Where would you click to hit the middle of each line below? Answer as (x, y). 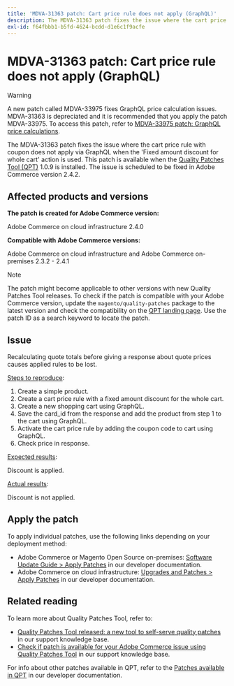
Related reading (43, 601)
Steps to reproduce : (36, 377)
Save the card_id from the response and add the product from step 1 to (119, 414)
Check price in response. (53, 443)
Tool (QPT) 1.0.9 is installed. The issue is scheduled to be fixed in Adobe (111, 167)
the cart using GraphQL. (52, 421)
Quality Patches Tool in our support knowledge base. (94, 654)
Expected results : (32, 457)
